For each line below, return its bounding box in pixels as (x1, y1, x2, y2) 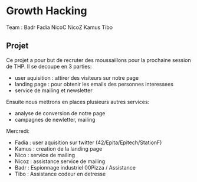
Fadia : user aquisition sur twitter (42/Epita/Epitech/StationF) (14, 139, 162, 146)
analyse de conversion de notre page (14, 109, 106, 116)
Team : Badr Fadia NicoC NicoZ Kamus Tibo (6, 24, 113, 31)
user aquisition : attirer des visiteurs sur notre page (14, 74, 139, 81)
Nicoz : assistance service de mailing (14, 158, 106, 165)
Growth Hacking (6, 4, 87, 18)
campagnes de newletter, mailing (14, 116, 96, 123)
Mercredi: (6, 127, 30, 134)
